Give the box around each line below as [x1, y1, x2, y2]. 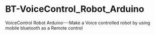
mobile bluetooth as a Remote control [5, 25, 83, 31]
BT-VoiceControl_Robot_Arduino [5, 3, 144, 15]
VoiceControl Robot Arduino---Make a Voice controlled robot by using [5, 20, 150, 26]
